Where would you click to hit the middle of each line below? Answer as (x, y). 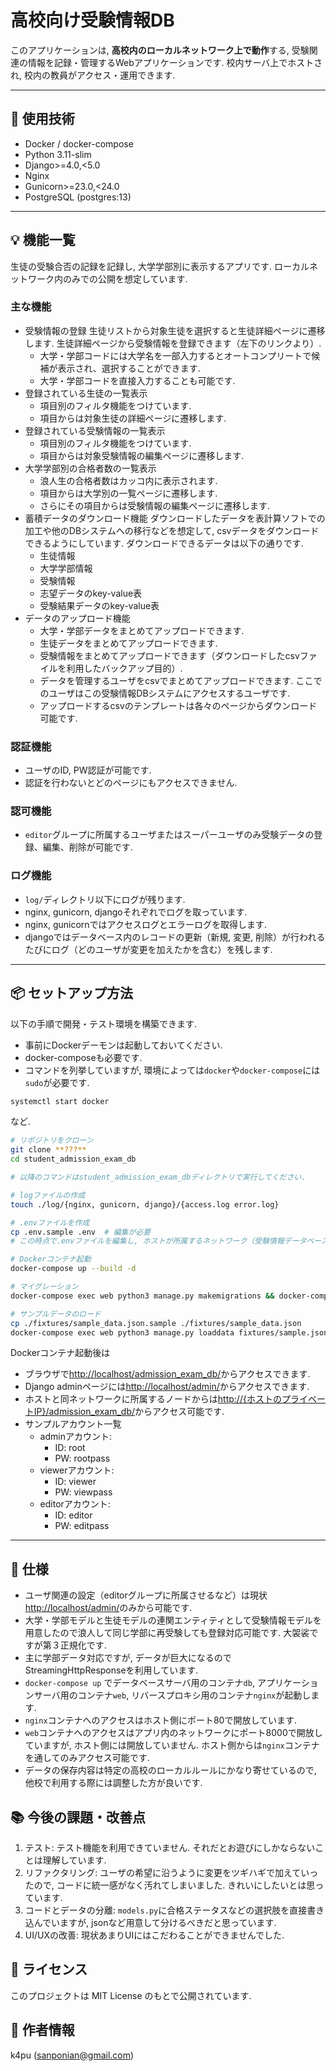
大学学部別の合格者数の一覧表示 (90, 468)
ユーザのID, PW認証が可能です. (88, 770)
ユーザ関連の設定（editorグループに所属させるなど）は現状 (146, 1595)
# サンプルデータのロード (56, 1314)
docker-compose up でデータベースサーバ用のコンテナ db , (139, 1683)
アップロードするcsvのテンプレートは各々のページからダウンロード (178, 705)
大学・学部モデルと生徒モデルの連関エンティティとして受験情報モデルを (173, 1620)
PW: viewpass (83, 1492)
